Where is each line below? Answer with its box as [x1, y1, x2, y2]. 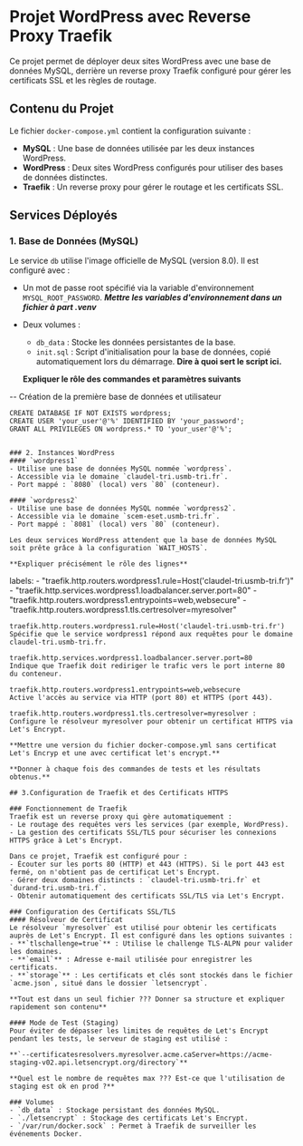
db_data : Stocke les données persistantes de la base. [35, 337, 236, 348]
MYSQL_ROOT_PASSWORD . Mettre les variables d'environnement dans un [22, 292, 282, 303]
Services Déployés [9, 208, 118, 223]
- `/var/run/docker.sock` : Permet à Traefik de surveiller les [9, 1122, 257, 1131]
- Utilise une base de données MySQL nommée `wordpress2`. [9, 504, 237, 513]
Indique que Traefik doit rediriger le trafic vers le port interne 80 [9, 662, 285, 671]
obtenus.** [9, 772, 51, 782]
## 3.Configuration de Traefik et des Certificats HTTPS [9, 789, 229, 798]
